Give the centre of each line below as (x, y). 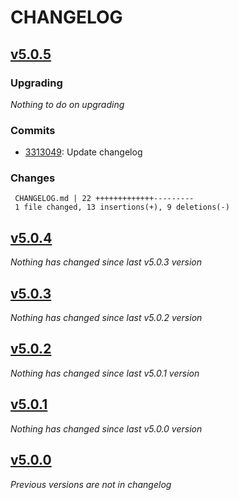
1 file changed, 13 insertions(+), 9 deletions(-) (122, 207)
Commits (33, 130)
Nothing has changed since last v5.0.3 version (106, 262)
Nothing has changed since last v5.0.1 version (105, 373)
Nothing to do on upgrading (67, 104)
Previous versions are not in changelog (91, 484)
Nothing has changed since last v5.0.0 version (106, 428)
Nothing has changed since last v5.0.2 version (106, 318)
